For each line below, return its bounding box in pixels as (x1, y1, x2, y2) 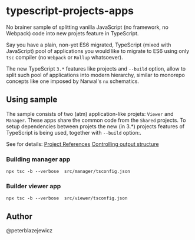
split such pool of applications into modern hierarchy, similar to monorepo (6, 71, 186, 78)
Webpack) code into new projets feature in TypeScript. (6, 29, 139, 36)
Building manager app (6, 155, 71, 163)
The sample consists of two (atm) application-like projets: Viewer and (6, 110, 174, 117)
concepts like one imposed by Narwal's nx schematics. (6, 78, 140, 85)
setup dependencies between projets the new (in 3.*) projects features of (6, 122, 185, 130)
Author (6, 211, 32, 221)
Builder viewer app (6, 182, 61, 190)
